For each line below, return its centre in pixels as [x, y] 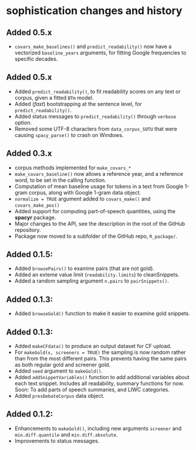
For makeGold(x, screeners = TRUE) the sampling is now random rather [100, 352]
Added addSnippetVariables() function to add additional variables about [102, 377]
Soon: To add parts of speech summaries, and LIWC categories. [92, 390]
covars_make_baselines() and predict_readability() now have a [93, 46]
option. [23, 122]
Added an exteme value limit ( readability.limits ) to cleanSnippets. [97, 275]
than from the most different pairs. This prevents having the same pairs [100, 359]
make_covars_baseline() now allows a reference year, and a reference [99, 173]
